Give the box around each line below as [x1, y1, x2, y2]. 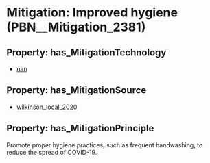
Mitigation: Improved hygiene [6, 5, 178, 21]
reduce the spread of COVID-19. [6, 148, 97, 156]
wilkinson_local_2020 [16, 103, 78, 111]
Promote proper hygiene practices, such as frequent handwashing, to [6, 140, 203, 149]
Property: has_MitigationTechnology [6, 47, 167, 58]
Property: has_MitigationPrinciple [6, 123, 154, 134]
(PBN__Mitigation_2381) [6, 19, 146, 35]
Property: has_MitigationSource [6, 84, 147, 97]
